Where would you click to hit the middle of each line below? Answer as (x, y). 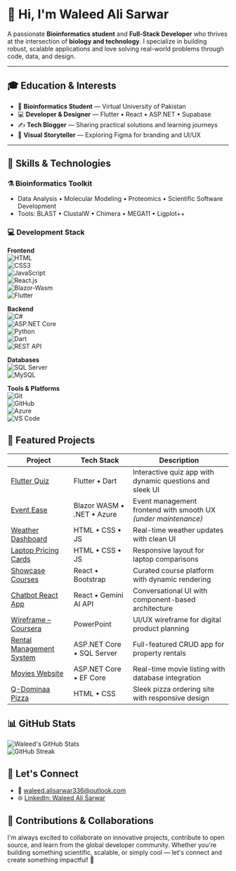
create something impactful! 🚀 (51, 860)
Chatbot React (34, 595)
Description (179, 460)
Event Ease (29, 510)
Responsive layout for (169, 550)
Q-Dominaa (31, 689)
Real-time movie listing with (179, 669)
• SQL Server (95, 653)
